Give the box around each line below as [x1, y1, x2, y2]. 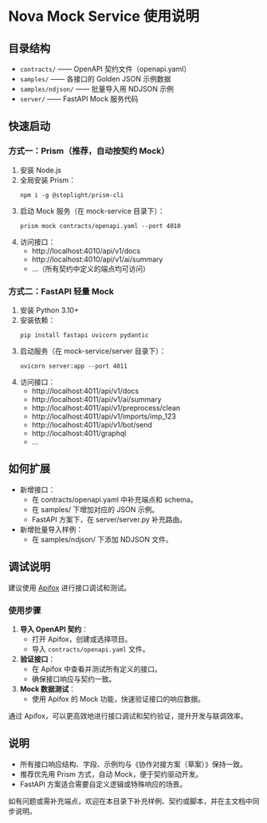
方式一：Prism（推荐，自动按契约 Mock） [8, 145, 170, 156]
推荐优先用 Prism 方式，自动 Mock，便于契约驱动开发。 [19, 769, 203, 778]
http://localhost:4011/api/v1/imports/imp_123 [31, 411, 177, 421]
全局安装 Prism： [19, 175, 77, 184]
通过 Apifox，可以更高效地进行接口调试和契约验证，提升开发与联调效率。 [8, 711, 249, 720]
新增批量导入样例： [19, 524, 84, 534]
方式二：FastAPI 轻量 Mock [8, 285, 114, 297]
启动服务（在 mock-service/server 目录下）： [19, 346, 167, 356]
